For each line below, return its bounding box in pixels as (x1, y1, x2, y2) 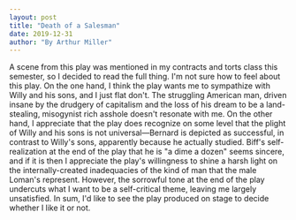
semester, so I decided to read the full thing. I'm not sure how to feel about (9, 72, 281, 82)
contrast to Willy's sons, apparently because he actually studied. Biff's (9, 137, 266, 148)
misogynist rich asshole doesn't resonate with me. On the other (42, 109, 273, 119)
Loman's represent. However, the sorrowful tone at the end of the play (9, 174, 265, 186)
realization (9, 147, 48, 157)
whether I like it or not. (9, 202, 91, 213)
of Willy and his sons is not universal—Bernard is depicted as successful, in (9, 127, 285, 138)
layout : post (9, 12, 57, 22)
